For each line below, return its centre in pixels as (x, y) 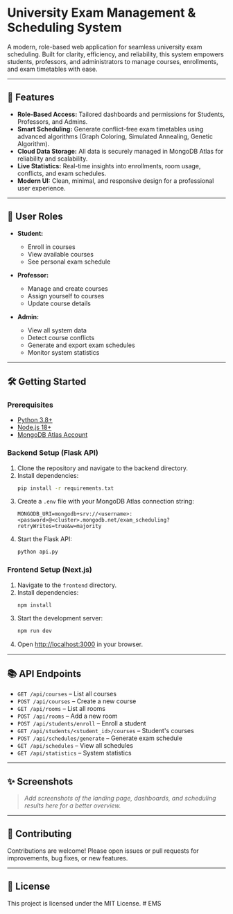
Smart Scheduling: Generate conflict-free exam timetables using (110, 129)
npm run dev (34, 631)
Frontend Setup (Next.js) (50, 570)
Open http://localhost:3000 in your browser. (80, 644)
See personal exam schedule (69, 262)
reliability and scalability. (52, 159)
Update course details (59, 303)
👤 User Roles (35, 217)
